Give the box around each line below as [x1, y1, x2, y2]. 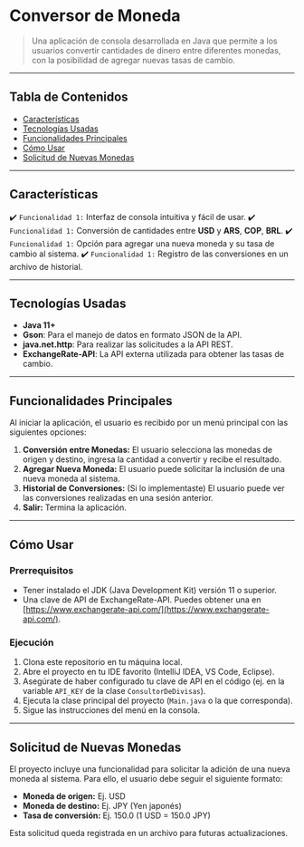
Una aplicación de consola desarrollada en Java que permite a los [31, 35, 278, 46]
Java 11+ [22, 320, 56, 331]
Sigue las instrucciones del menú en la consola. [22, 705, 201, 716]
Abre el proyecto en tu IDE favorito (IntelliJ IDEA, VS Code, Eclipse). [22, 667, 275, 678]
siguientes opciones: [9, 427, 88, 438]
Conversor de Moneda [9, 5, 181, 26]
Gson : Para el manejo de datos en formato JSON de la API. [22, 330, 242, 341]
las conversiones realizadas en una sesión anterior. [22, 493, 214, 504]
